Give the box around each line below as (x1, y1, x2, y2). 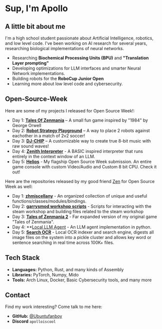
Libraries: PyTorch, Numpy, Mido (12, 272, 79, 277)
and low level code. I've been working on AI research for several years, (5, 40, 147, 46)
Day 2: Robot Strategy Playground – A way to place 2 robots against (12, 128, 150, 133)
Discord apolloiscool (12, 318, 56, 324)
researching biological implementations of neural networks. (5, 46, 124, 51)
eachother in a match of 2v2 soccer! (12, 132, 85, 139)
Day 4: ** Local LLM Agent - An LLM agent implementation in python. (12, 224, 152, 230)
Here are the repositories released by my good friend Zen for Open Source (5, 178, 155, 184)
